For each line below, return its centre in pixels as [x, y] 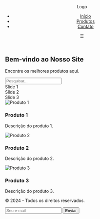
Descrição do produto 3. [30, 191]
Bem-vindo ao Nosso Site [44, 59]
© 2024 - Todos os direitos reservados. [45, 200]
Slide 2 [12, 92]
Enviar [71, 211]
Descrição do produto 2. [30, 159]
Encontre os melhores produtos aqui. [42, 71]
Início [86, 16]
